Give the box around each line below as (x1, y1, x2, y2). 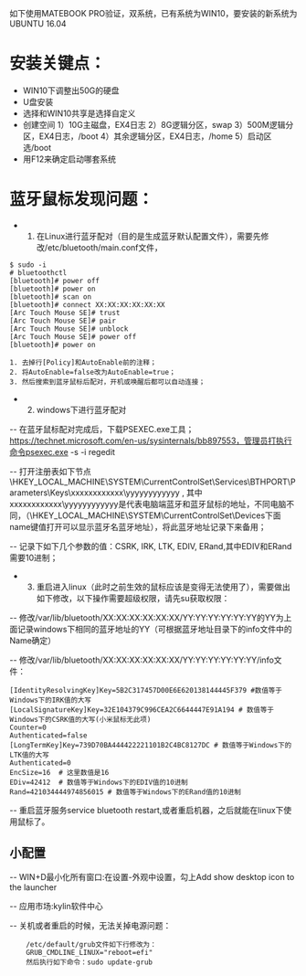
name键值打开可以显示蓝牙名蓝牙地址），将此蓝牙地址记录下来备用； (9, 521, 267, 532)
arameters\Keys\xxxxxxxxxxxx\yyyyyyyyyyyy (9, 487, 180, 498)
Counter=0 (9, 723, 47, 732)
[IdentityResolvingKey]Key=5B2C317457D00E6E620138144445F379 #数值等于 (9, 685, 283, 695)
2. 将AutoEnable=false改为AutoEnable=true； (9, 367, 176, 377)
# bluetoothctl (9, 268, 68, 277)
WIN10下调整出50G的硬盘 (22, 85, 121, 96)
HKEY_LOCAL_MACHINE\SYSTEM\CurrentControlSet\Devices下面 (32, 510, 281, 521)
